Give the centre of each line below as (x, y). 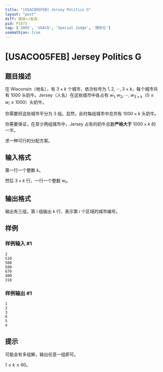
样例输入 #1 (18, 244)
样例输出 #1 (18, 293)
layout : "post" (21, 14)
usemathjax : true (23, 32)
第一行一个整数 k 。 (24, 170)
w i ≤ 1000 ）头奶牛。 (26, 103)
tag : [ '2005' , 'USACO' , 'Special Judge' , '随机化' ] (58, 28)
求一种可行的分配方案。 (29, 140)
